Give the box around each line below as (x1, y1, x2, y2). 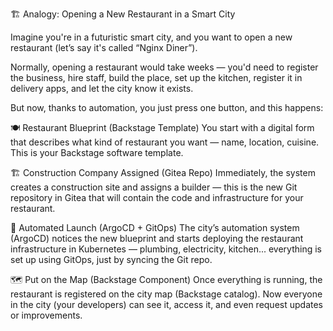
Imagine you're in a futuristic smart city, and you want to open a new (10, 31, 293, 43)
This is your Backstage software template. (10, 147, 184, 158)
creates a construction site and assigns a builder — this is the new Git (10, 181, 298, 193)
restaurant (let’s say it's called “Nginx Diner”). (10, 42, 198, 53)
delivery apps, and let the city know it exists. (10, 83, 194, 94)
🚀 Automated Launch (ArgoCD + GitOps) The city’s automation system (10, 222, 300, 233)
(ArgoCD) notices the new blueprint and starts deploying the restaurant (10, 233, 304, 244)
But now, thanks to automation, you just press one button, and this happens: (10, 102, 324, 113)
